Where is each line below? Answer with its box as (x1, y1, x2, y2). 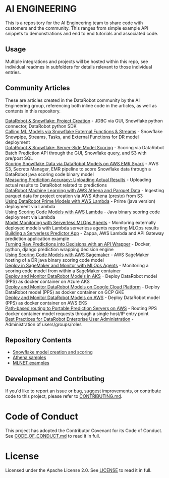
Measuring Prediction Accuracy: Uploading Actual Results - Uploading (5, 176, 151, 183)
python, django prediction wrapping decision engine (5, 246, 114, 252)
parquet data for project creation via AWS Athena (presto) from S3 (5, 193, 143, 199)
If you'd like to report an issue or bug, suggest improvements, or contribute (5, 388, 161, 394)
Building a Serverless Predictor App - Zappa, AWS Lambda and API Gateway (5, 230, 164, 236)
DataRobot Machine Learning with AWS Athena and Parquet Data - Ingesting (5, 187, 164, 193)
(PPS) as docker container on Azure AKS (5, 278, 90, 284)
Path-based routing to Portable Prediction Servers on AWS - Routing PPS (5, 305, 157, 311)
